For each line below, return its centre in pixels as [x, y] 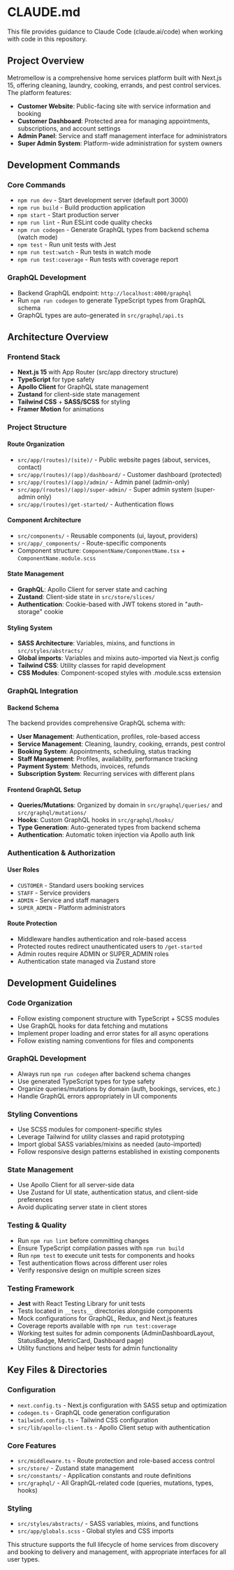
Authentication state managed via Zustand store [86, 961]
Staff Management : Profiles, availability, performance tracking [107, 759]
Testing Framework [41, 1288]
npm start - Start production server [68, 215]
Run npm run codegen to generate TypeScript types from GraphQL [111, 300]
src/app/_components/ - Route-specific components [92, 543]
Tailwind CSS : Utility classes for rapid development [92, 666]
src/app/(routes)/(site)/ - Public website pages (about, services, [114, 460]
